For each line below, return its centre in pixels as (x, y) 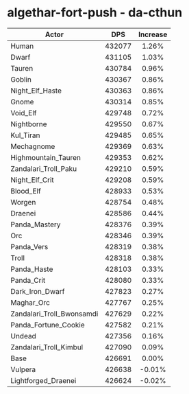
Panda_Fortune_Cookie (48, 325)
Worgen (23, 202)
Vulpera (23, 369)
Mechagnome (33, 146)
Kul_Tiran (25, 135)
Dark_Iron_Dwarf (38, 291)
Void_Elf (24, 113)
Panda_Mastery (36, 224)
